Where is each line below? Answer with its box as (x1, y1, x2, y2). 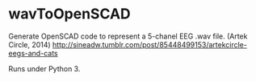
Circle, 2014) (8, 39, 51, 49)
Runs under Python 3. (8, 63, 81, 73)
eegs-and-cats (8, 48, 58, 58)
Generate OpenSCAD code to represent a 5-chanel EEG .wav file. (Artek (8, 31, 248, 41)
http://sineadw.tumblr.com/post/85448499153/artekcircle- (52, 39, 248, 49)
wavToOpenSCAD (8, 5, 131, 23)
